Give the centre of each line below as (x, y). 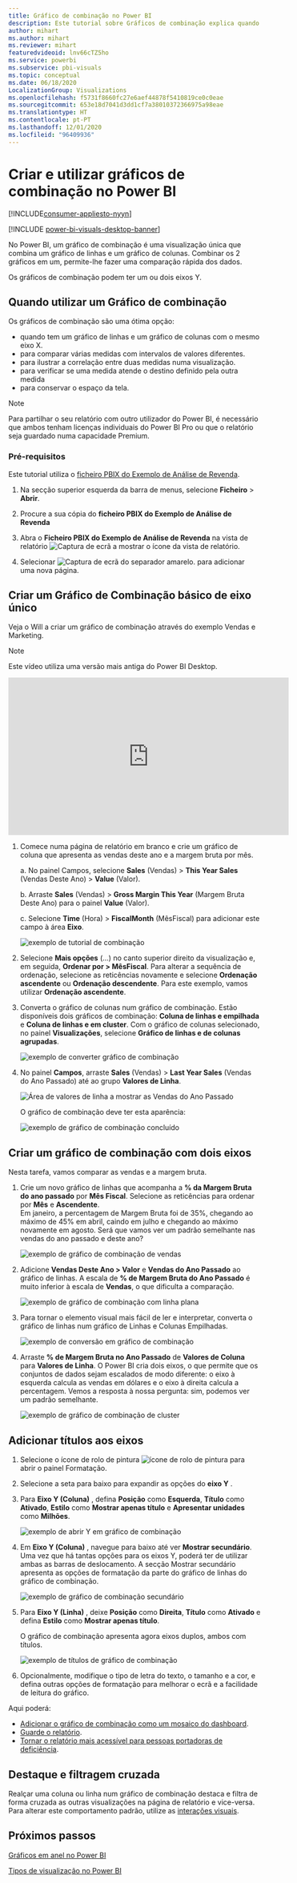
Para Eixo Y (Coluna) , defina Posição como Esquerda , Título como (132, 1499)
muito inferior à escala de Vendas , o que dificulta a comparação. (127, 1287)
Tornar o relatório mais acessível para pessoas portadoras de (121, 1741)
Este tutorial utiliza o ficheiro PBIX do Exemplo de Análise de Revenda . (124, 474)
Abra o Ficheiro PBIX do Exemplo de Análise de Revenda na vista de (134, 538)
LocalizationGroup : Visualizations (68, 90)
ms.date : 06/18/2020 (43, 82)
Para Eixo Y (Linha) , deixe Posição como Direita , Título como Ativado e (140, 1613)
